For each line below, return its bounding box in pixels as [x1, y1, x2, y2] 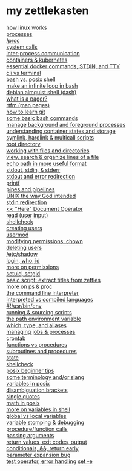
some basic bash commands [6, 114, 78, 122]
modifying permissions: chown [6, 237, 84, 244]
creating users [6, 224, 42, 232]
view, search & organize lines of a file [6, 153, 99, 160]
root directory [6, 140, 41, 147]
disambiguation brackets [6, 386, 68, 394]
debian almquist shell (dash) [6, 88, 77, 96]
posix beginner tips [6, 367, 54, 374]
